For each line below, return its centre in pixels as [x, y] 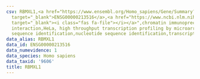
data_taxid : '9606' [30, 61]
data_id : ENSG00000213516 [38, 45]
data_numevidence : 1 [32, 50]
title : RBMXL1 [24, 67]
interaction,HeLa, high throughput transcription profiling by [91, 28]
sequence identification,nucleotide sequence [69, 34]
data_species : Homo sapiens [41, 56]
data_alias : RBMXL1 [30, 39]
